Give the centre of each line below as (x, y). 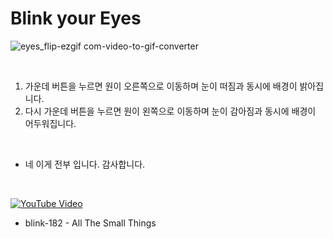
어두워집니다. (50, 123)
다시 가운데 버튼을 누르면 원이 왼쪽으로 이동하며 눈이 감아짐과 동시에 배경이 (170, 111)
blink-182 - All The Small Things (90, 223)
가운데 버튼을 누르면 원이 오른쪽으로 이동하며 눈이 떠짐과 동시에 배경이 (161, 86)
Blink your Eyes (76, 18)
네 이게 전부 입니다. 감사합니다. (85, 164)
